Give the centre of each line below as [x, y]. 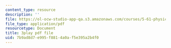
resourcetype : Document [31, 28]
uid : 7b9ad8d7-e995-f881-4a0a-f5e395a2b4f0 [52, 38]
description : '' [22, 14]
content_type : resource [31, 10]
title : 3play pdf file [29, 33]
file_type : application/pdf [35, 24]
